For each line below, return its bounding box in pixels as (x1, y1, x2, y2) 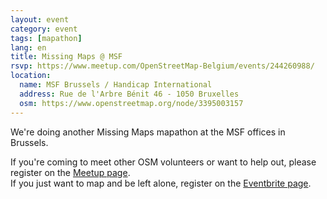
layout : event (10, 14, 70, 25)
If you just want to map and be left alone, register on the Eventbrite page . (10, 177, 312, 189)
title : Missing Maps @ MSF (10, 52, 123, 62)
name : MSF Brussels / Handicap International (19, 80, 213, 90)
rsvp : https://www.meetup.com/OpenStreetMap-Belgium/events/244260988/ (10, 61, 315, 71)
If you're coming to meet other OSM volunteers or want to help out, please (10, 156, 317, 168)
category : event (10, 24, 78, 34)
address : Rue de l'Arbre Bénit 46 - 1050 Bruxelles (19, 89, 240, 99)
